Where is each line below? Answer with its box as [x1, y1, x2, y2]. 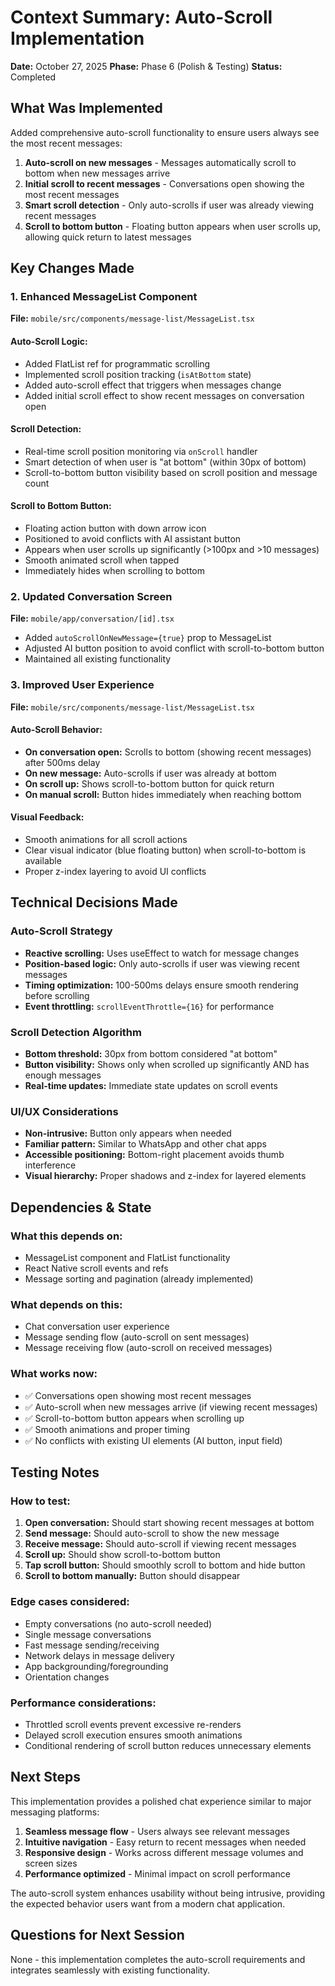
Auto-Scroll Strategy [10, 924, 113, 938]
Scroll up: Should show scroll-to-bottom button [24, 1549, 221, 1561]
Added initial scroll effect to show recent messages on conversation [24, 389, 305, 401]
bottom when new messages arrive [24, 167, 171, 179]
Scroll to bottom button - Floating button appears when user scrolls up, [24, 220, 322, 232]
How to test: [10, 1494, 71, 1508]
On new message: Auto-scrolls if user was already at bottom [24, 767, 277, 779]
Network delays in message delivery [24, 1649, 175, 1661]
